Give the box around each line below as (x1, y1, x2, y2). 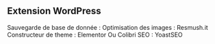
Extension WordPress (7, 5, 101, 17)
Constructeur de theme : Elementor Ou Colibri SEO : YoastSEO (7, 30, 183, 39)
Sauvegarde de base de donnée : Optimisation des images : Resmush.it (7, 23, 209, 31)
